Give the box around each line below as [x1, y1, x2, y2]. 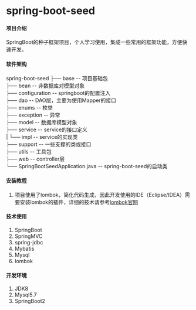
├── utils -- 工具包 [6, 148, 52, 155]
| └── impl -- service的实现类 [6, 133, 78, 140]
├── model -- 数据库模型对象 [6, 118, 77, 125]
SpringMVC [14, 233, 43, 240]
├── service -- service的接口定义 [6, 126, 88, 133]
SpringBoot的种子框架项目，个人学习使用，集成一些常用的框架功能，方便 [6, 39, 183, 46]
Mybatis [14, 245, 35, 252]
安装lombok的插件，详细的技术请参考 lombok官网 [19, 198, 138, 206]
